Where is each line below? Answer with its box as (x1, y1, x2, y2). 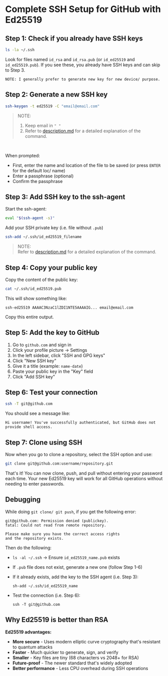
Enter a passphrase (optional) (12, 173, 74, 179)
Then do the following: (5, 545, 52, 551)
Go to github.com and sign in (12, 342, 72, 348)
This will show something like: (5, 295, 67, 301)
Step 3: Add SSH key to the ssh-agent (5, 192, 125, 201)
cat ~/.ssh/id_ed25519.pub (5, 286, 62, 291)
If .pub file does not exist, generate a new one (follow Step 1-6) (12, 564, 143, 570)
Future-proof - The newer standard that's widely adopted (12, 660, 132, 666)
